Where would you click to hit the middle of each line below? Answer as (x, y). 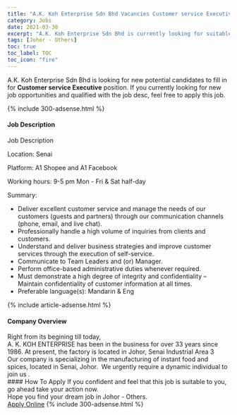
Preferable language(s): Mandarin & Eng (76, 291)
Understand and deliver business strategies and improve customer (114, 246)
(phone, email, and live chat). (60, 224)
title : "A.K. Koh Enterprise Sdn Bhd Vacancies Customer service (105, 14)
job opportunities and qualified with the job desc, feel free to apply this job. (116, 95)
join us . (19, 374)
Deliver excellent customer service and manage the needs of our (111, 208)
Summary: (22, 195)
